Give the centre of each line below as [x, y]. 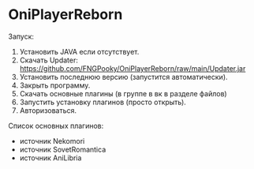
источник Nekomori [52, 141]
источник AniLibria [50, 158]
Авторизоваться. [48, 110]
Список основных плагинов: [56, 126]
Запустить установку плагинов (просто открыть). [103, 102]
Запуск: [21, 36]
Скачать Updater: [49, 60]
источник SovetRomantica [63, 149]
